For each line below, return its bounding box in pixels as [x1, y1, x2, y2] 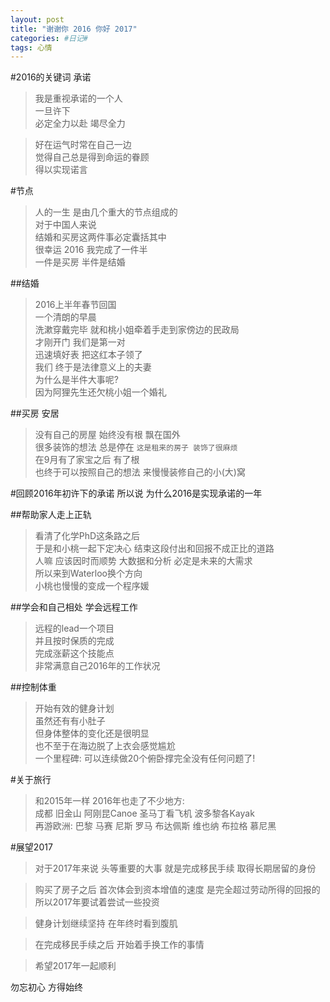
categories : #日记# [10, 33, 89, 43]
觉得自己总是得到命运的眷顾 [34, 151, 150, 163]
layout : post [10, 14, 65, 25]
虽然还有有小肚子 [34, 715, 106, 727]
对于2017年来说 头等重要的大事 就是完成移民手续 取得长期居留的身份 [34, 862, 317, 875]
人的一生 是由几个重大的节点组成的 [34, 206, 178, 218]
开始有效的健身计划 [34, 702, 115, 715]
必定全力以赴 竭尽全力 [34, 117, 126, 130]
